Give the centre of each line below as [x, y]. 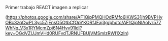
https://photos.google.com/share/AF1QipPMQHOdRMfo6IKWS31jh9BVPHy [85, 17]
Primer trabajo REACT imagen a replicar [47, 7]
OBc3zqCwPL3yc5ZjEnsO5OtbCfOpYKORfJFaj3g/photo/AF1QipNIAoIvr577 [83, 23]
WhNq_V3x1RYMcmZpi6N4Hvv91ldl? [44, 28]
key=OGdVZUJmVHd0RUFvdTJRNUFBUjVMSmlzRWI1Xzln [66, 33]
